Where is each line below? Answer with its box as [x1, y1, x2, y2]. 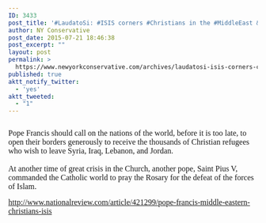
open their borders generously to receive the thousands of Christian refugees [8, 138, 249, 147]
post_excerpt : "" [8, 41, 66, 49]
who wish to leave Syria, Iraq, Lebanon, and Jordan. [8, 146, 174, 156]
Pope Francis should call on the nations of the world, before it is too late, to [8, 128, 247, 138]
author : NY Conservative [8, 26, 90, 34]
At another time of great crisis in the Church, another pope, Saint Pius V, [8, 164, 238, 174]
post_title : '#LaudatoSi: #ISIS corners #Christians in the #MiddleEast [8, 19, 253, 27]
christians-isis [8, 206, 52, 216]
